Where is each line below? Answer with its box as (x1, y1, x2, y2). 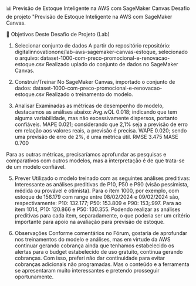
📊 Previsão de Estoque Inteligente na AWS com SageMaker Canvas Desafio (6, 5, 190, 12)
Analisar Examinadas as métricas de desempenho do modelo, (14, 102, 164, 109)
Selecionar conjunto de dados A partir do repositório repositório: (14, 42, 171, 49)
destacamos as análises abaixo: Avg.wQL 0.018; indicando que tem (14, 108, 177, 115)
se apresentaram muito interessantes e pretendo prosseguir (14, 267, 160, 274)
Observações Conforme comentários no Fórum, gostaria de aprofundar (14, 230, 188, 236)
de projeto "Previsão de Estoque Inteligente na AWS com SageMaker (6, 13, 173, 20)
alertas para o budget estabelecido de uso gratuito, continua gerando (14, 248, 183, 255)
